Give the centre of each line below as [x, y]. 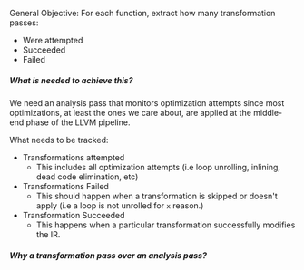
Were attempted [53, 40]
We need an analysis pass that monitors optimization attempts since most [147, 102]
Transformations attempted [74, 157]
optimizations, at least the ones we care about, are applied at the [131, 112]
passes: [24, 23]
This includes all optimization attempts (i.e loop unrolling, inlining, [158, 167]
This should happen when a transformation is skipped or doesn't [157, 196]
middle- [268, 112]
